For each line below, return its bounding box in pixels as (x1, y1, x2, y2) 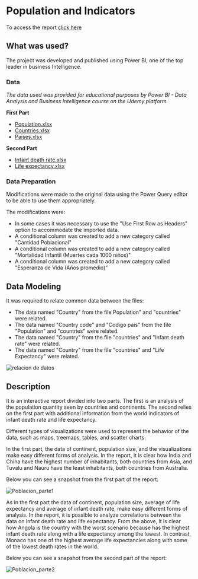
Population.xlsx (14, 120, 52, 128)
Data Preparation (6, 177, 56, 185)
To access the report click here (6, 24, 82, 31)
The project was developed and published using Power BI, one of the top (6, 56, 184, 63)
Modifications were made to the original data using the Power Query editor (6, 191, 188, 198)
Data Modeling (6, 281, 61, 291)
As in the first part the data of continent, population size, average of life (6, 498, 180, 505)
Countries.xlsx (14, 127, 50, 134)
